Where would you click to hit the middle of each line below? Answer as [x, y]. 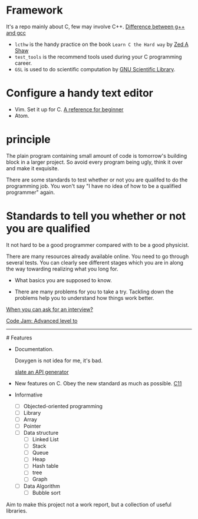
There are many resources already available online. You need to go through [98, 256]
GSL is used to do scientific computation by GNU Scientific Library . [95, 69]
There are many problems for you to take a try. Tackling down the [94, 292]
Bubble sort [46, 492]
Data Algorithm [42, 486]
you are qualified [48, 229]
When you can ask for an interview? [49, 309]
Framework [34, 10]
